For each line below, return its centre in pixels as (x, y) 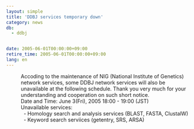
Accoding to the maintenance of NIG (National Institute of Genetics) (102, 76)
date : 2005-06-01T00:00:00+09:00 (47, 49)
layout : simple (25, 11)
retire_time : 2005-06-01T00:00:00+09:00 (56, 54)
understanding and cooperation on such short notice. (85, 95)
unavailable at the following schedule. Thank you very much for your (103, 89)
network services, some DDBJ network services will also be (93, 82)
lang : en (17, 60)
